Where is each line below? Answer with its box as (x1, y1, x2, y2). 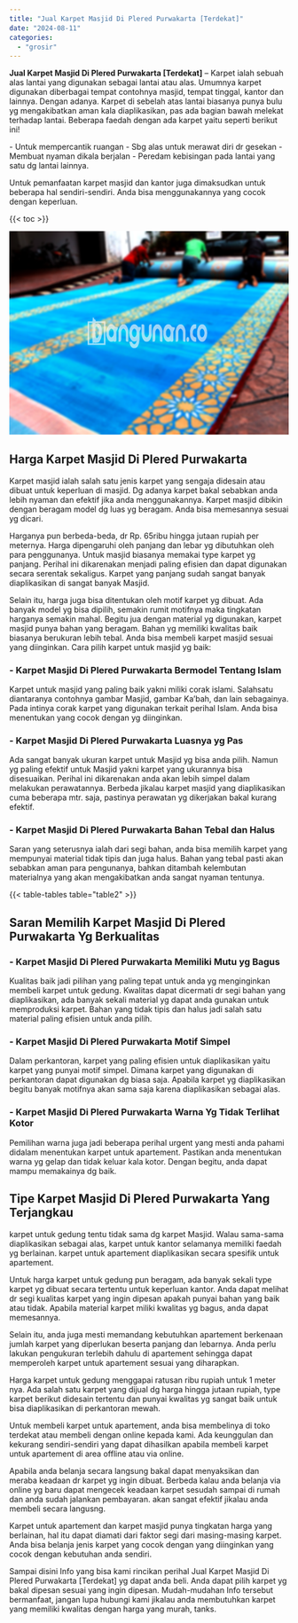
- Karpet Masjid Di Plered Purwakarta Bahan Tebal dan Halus (9, 824, 275, 836)
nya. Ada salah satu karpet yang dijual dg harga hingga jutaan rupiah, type (9, 1384, 281, 1394)
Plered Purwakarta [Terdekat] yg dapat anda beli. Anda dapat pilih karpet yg (9, 1575, 287, 1586)
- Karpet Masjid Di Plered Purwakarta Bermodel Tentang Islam (9, 663, 282, 676)
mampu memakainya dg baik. (9, 1165, 117, 1176)
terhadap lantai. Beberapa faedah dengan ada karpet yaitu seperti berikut (9, 115, 278, 126)
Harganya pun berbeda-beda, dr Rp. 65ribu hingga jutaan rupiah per (9, 530, 260, 541)
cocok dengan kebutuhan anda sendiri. (9, 1549, 153, 1559)
